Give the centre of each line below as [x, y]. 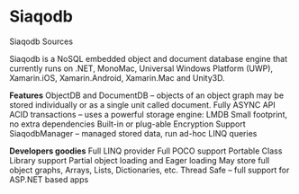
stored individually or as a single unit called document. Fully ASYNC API [143, 104]
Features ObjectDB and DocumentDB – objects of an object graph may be [147, 95]
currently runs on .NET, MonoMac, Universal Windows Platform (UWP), [141, 68]
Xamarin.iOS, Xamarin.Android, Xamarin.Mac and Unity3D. [117, 77]
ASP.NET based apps [49, 179]
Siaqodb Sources [41, 41]
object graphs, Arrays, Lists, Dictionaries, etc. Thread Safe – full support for [149, 170]
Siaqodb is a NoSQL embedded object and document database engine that [149, 58]
